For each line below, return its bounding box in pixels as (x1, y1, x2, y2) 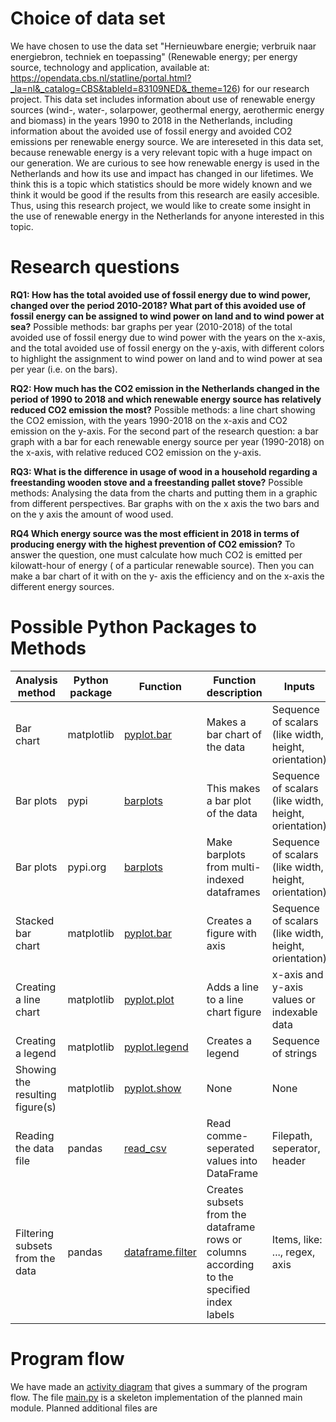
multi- (231, 860, 262, 874)
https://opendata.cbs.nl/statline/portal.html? (10, 72, 192, 84)
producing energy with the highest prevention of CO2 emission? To (10, 538, 296, 550)
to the (206, 1270, 234, 1284)
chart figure (206, 1005, 262, 1019)
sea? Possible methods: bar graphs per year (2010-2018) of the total (10, 320, 293, 332)
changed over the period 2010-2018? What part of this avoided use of (10, 299, 307, 311)
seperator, (271, 1141, 321, 1155)
